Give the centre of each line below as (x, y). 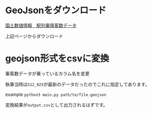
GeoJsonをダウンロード (56, 10)
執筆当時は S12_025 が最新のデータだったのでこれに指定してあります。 (78, 84)
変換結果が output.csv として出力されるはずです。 (56, 105)
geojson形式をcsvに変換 (57, 59)
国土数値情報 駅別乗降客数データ (41, 25)
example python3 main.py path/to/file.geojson (56, 94)
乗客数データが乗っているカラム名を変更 (48, 73)
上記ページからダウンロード (34, 36)
